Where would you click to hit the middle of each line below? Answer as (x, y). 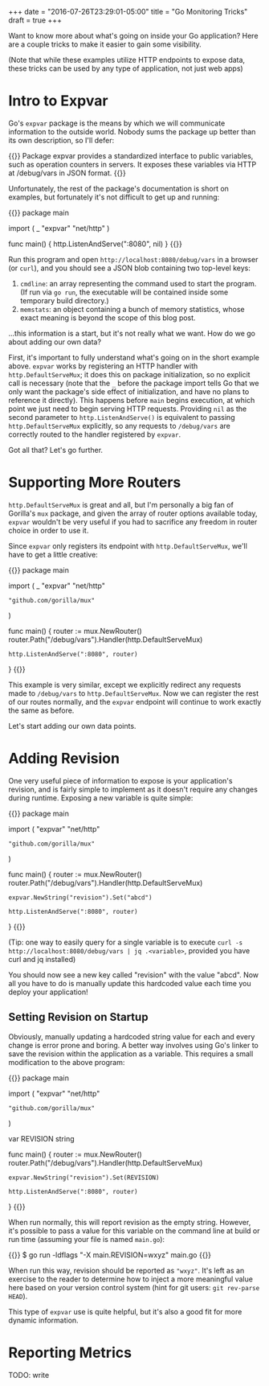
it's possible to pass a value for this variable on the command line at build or (134, 1231)
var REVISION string (41, 1138)
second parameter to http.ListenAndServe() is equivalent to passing (122, 417)
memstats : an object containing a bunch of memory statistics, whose (132, 309)
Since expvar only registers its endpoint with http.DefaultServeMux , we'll (128, 545)
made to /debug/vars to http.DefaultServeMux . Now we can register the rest (134, 693)
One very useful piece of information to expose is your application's (120, 780)
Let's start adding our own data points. (72, 726)
